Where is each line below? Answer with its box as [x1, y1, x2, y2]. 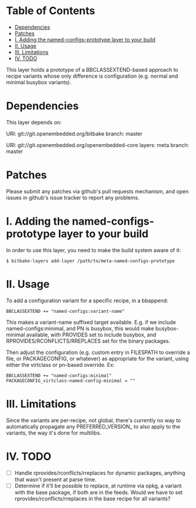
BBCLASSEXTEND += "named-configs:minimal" [6, 372, 112, 379]
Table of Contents [6, 4, 95, 18]
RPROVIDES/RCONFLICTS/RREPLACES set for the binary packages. [6, 337, 171, 345]
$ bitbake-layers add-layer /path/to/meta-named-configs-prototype [6, 258, 175, 264]
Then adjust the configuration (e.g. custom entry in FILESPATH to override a [6, 349, 190, 356]
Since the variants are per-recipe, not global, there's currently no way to [6, 416, 181, 424]
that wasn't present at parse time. [14, 476, 97, 483]
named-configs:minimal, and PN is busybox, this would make [6, 325, 154, 332]
